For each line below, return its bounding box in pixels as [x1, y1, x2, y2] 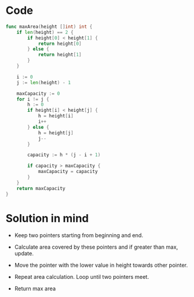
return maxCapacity [16, 185, 66, 191]
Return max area [14, 285, 56, 292]
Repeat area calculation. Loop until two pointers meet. [14, 273, 149, 280]
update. [14, 249, 34, 257]
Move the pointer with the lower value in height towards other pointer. [14, 261, 188, 269]
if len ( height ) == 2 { [16, 29, 74, 35]
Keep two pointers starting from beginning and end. [14, 231, 143, 239]
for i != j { [16, 96, 50, 102]
